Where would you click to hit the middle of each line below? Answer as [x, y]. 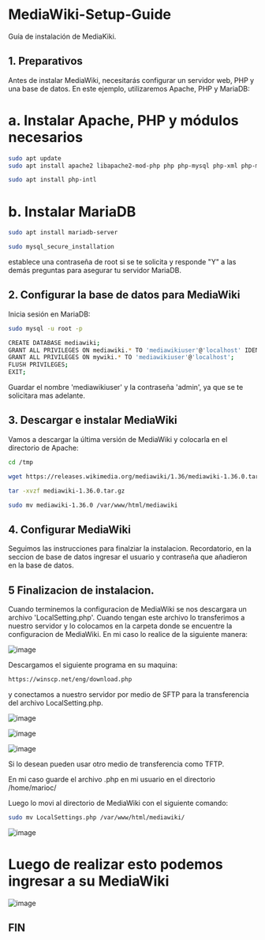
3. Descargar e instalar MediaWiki [93, 420]
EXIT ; [17, 373]
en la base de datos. [41, 565]
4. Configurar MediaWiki [70, 529]
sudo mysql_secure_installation [61, 247]
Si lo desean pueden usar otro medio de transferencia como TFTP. [116, 764]
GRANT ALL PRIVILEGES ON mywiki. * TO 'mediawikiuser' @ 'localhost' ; [121, 358]
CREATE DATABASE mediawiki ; [54, 343]
